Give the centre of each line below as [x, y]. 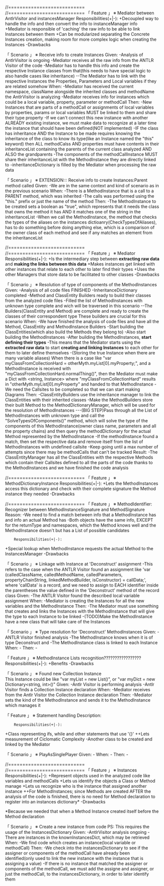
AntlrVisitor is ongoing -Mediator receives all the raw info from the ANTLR [80, 60]
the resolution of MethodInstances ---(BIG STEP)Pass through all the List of [81, 410]
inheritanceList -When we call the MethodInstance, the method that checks [81, 217]
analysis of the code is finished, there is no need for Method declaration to [80, 797]
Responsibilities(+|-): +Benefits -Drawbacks [49, 664]
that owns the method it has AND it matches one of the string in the [73, 212]
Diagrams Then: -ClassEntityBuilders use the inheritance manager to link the [82, 395]
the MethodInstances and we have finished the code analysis [67, 468]
